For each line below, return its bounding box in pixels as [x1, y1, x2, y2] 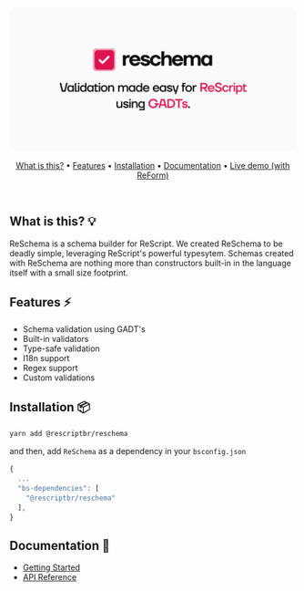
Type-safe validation [22, 343, 100, 354]
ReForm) [137, 170, 169, 181]
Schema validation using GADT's [22, 323, 146, 335]
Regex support [22, 362, 79, 373]
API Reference [22, 572, 77, 583]
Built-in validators [22, 333, 89, 344]
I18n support [22, 352, 70, 363]
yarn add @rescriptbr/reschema [9, 430, 128, 439]
